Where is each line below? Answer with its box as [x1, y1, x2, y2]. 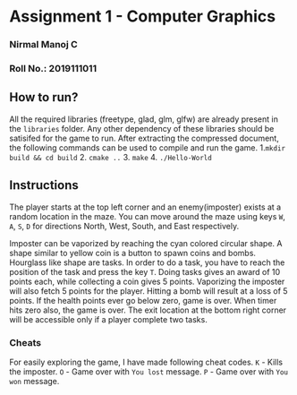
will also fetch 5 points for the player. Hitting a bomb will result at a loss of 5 [9, 285, 288, 296]
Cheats [9, 336, 42, 348]
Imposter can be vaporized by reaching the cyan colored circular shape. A [9, 237, 283, 248]
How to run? [9, 90, 79, 105]
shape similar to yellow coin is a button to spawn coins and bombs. [9, 247, 257, 258]
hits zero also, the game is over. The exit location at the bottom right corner [9, 305, 287, 315]
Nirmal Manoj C [9, 39, 78, 51]
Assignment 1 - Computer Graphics [9, 6, 276, 27]
